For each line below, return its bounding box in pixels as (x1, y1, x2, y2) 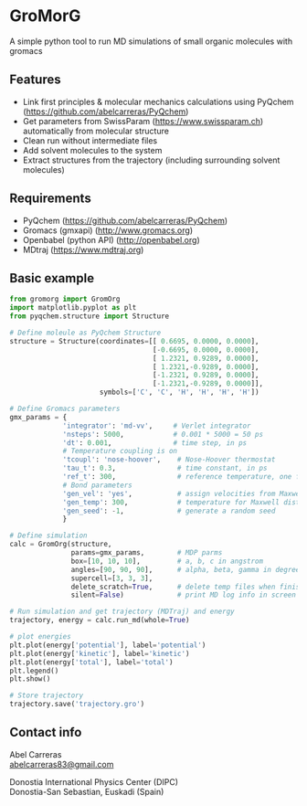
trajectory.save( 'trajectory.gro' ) (9, 700, 145, 709)
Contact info (9, 725, 82, 740)
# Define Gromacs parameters (9, 404, 121, 413)
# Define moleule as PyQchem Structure (9, 328, 162, 337)
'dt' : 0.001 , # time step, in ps (62, 438, 248, 448)
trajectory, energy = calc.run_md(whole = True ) (9, 616, 190, 625)
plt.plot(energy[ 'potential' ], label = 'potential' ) (9, 641, 206, 650)
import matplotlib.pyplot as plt (9, 303, 137, 313)
